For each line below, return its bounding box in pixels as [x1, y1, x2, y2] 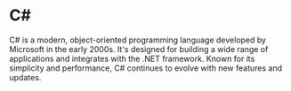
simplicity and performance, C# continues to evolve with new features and [9, 63, 283, 73]
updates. [9, 72, 42, 82]
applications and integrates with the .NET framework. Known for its [9, 53, 255, 64]
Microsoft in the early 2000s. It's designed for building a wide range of [9, 43, 269, 54]
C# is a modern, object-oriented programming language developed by [9, 34, 267, 45]
